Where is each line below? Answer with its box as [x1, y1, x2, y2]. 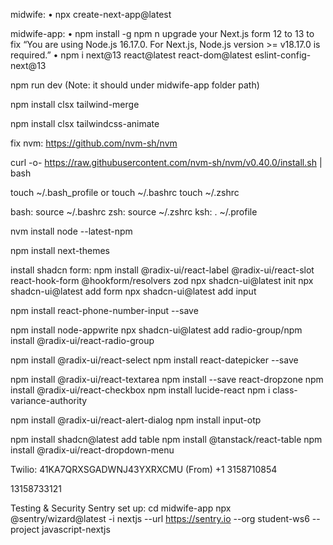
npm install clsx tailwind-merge [10, 99, 140, 110]
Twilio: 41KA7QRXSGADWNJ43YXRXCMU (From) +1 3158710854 [10, 464, 278, 475]
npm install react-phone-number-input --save [10, 305, 199, 316]
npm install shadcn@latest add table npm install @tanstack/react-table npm [10, 434, 323, 445]
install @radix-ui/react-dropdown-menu [10, 444, 175, 456]
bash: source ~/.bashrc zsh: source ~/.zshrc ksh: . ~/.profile [10, 206, 258, 218]
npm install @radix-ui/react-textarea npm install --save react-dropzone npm [10, 374, 324, 385]
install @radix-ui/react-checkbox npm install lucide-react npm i [10, 384, 271, 396]
